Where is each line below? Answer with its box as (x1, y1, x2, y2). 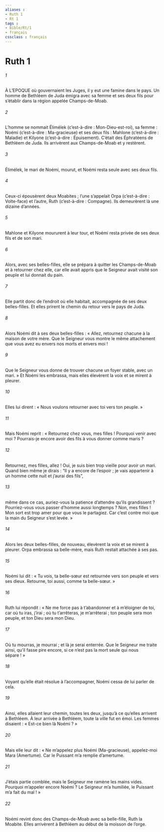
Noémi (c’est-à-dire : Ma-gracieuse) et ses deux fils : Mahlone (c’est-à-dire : (5, 130, 159, 136)
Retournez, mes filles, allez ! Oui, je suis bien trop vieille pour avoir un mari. (5, 462, 157, 468)
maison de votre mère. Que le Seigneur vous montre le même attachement (5, 335, 156, 342)
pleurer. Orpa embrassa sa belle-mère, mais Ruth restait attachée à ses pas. (5, 546, 159, 552)
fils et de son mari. (5, 235, 43, 241)
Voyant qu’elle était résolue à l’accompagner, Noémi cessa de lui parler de (5, 679, 154, 685)
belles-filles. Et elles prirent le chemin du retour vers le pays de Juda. (5, 304, 145, 310)
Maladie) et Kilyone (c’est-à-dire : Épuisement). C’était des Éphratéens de (5, 135, 153, 141)
